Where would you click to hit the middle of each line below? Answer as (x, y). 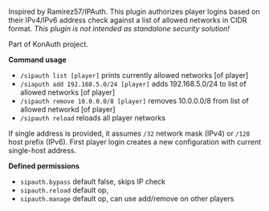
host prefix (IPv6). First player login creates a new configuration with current (135, 142)
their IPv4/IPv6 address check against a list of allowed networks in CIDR (128, 20)
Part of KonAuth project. (48, 44)
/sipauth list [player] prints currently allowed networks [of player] (134, 75)
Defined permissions (44, 166)
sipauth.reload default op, (64, 190)
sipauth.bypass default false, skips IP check (93, 181)
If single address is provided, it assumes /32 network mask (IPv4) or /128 (129, 133)
